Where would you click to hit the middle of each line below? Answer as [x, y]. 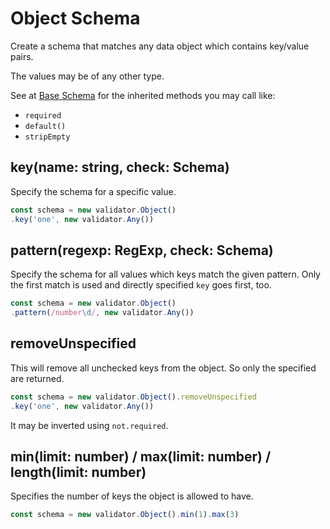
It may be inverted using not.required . [89, 425]
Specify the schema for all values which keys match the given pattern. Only [165, 274]
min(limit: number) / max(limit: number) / [141, 457]
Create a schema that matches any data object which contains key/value [160, 46]
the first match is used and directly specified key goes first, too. [141, 285]
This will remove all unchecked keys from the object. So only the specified [163, 368]
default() [45, 126]
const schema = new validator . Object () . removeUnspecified [133, 397]
